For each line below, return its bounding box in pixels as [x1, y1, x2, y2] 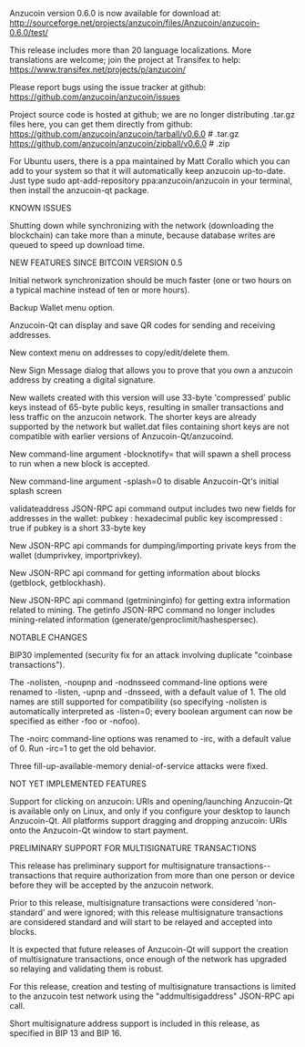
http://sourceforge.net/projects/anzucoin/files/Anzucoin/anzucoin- [9, 17, 261, 28]
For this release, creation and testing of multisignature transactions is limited [9, 981, 296, 991]
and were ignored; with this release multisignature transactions [46, 907, 284, 918]
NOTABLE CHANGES [9, 632, 88, 642]
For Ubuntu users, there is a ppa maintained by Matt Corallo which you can [9, 156, 290, 167]
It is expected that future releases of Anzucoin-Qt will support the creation [9, 944, 289, 955]
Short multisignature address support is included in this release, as [9, 1018, 260, 1029]
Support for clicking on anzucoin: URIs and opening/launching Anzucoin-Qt [9, 796, 293, 806]
